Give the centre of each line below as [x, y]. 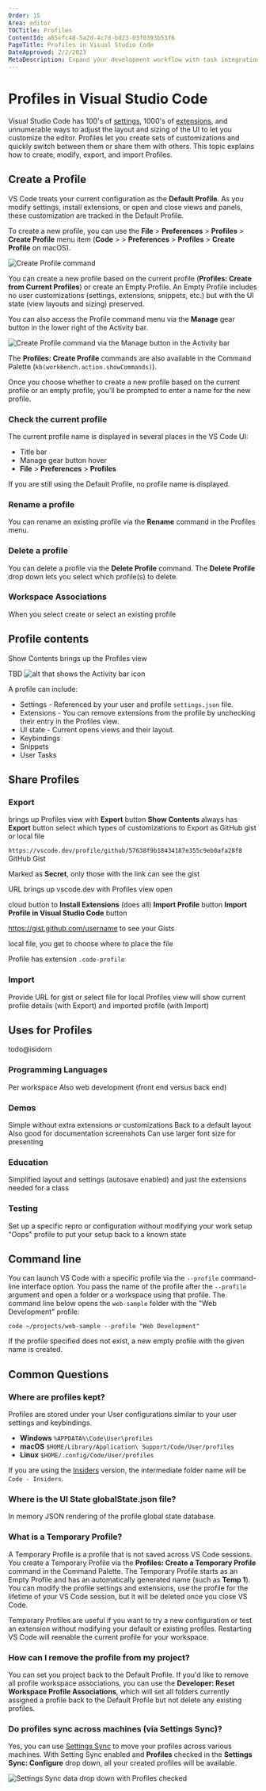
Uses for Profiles [50, 1030]
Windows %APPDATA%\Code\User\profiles [86, 1438]
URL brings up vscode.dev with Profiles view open [90, 889]
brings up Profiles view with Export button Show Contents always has [123, 819]
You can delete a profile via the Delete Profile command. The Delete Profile [132, 568]
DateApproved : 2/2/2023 [47, 52]
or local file [27, 836]
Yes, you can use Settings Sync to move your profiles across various [120, 1746]
